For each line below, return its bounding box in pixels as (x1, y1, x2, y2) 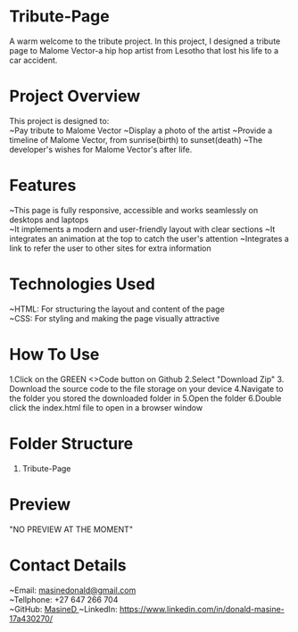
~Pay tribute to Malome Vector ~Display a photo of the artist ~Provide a (9, 125, 273, 136)
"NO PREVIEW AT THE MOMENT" (9, 524, 134, 535)
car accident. (9, 54, 58, 65)
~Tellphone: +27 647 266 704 (9, 594, 119, 604)
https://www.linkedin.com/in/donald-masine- (119, 603, 286, 614)
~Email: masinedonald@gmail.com (9, 585, 137, 595)
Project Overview (9, 87, 141, 106)
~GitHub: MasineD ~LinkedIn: (9, 603, 118, 614)
